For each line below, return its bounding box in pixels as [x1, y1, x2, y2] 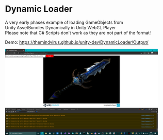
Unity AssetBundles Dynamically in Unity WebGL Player [5, 24, 116, 30]
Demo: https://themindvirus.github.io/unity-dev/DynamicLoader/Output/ [5, 39, 149, 45]
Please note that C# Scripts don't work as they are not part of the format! [5, 30, 151, 35]
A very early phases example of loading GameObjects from [5, 19, 124, 25]
